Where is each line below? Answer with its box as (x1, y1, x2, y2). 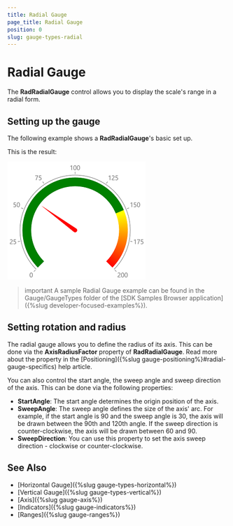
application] (189, 294, 224, 302)
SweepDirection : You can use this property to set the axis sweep (17, 434, 206, 443)
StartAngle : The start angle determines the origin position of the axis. (17, 396, 219, 406)
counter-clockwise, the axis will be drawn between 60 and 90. (17, 427, 197, 435)
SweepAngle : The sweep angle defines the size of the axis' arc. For (17, 404, 213, 413)
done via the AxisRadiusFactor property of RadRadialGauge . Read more (7, 347, 218, 356)
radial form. (7, 95, 41, 104)
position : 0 (7, 26, 42, 33)
